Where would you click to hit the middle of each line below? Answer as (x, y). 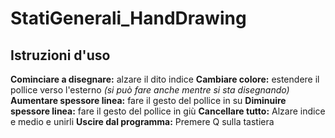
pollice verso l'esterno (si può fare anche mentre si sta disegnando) (150, 90)
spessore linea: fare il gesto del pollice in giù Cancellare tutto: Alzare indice (168, 111)
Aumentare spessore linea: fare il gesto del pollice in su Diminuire (148, 100)
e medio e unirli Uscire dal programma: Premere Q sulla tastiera (142, 121)
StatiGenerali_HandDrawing (128, 18)
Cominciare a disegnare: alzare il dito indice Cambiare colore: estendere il (165, 79)
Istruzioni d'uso (60, 55)
